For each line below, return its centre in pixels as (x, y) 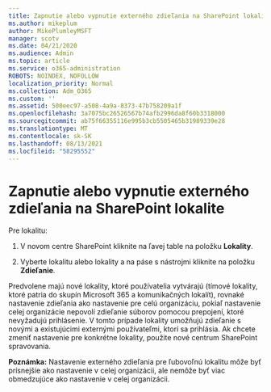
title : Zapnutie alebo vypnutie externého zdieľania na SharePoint (124, 16)
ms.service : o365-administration (65, 69)
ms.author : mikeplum (43, 23)
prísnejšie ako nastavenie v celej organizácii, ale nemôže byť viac (117, 371)
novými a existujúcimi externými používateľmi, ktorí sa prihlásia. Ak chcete (132, 329)
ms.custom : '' (32, 99)
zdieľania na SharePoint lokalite (117, 208)
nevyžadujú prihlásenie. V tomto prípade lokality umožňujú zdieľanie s (125, 321)
